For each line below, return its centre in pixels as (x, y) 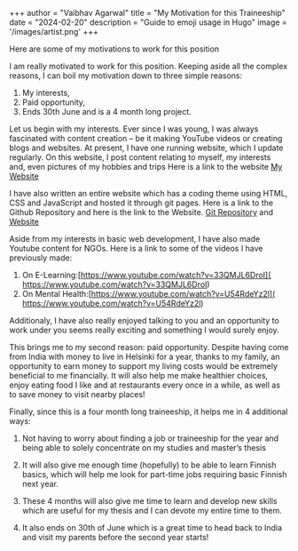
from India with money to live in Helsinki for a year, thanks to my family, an (145, 356)
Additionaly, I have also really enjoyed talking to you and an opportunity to (144, 320)
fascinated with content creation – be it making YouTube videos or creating (146, 138)
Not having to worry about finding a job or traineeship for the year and (150, 438)
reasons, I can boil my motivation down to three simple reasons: (126, 76)
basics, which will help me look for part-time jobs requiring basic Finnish (154, 474)
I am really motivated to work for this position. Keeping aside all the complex (149, 66)
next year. (40, 484)
